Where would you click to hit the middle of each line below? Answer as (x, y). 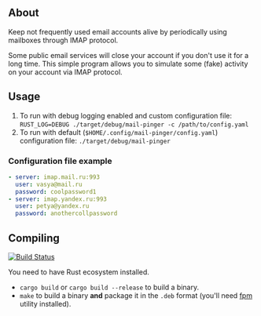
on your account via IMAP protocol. (66, 72)
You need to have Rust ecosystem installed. (79, 272)
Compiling (34, 238)
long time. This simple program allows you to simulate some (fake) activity (128, 64)
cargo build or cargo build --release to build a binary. (109, 287)
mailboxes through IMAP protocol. (63, 40)
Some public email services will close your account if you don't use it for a (129, 55)
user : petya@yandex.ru (52, 206)
